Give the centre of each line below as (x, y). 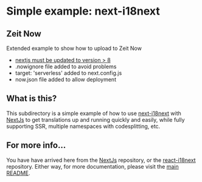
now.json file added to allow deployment (66, 79)
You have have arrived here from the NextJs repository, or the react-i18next (101, 160)
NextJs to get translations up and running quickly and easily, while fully (96, 119)
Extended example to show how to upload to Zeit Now (74, 48)
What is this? (32, 99)
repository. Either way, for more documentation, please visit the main (93, 166)
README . (18, 173)
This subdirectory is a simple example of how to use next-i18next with (94, 113)
